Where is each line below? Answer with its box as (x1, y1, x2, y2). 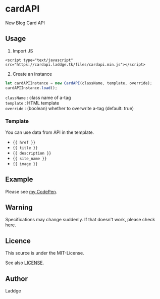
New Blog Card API (5, 20, 45, 26)
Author (5, 274, 28, 283)
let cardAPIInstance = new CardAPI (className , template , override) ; (5, 80, 152, 86)
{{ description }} (12, 151, 51, 156)
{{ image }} (12, 161, 38, 167)
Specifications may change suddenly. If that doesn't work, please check (5, 217, 155, 223)
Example (5, 175, 33, 184)
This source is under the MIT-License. (5, 250, 84, 256)
